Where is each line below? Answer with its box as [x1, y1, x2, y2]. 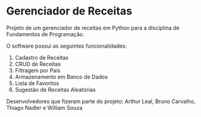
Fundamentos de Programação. [6, 30, 84, 37]
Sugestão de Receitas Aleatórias [14, 86, 96, 93]
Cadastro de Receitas [14, 54, 69, 61]
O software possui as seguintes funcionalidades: [6, 42, 127, 49]
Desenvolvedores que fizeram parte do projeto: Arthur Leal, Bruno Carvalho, [6, 98, 196, 105]
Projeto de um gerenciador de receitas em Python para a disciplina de [6, 24, 179, 31]
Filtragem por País [14, 66, 61, 74]
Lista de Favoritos [14, 80, 60, 87]
